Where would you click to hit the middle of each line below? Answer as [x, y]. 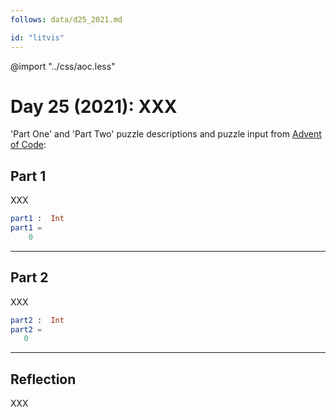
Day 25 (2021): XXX [94, 106]
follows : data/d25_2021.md [66, 19]
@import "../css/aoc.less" [63, 66]
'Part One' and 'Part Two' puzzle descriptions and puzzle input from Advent [166, 134]
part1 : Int [37, 219]
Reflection [43, 379]
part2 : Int [37, 320]
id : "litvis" [37, 37]
